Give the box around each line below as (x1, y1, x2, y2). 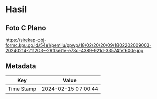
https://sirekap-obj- (5, 37, 47, 43)
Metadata (5, 62, 36, 71)
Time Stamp (8, 85, 37, 92)
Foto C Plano (5, 24, 46, 32)
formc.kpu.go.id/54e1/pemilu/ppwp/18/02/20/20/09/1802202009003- (5, 42, 152, 48)
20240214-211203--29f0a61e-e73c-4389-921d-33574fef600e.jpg (5, 48, 144, 53)
